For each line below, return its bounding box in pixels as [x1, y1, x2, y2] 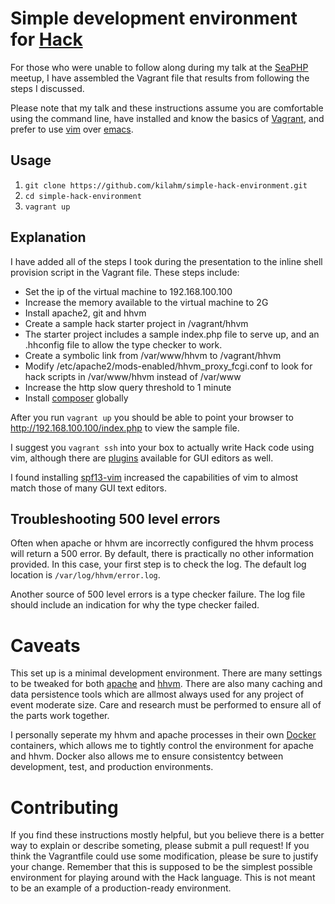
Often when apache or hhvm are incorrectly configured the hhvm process [10, 537, 314, 549]
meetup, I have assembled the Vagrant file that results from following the [10, 72, 310, 84]
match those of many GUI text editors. [10, 482, 167, 494]
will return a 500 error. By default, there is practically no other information [10, 548, 314, 560]
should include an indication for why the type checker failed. [10, 599, 260, 611]
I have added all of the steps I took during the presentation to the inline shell [10, 255, 323, 267]
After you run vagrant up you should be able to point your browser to [10, 411, 294, 423]
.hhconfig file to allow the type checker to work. [24, 338, 223, 351]
